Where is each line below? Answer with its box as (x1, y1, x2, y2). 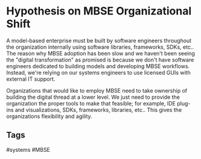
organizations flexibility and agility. (6, 113, 92, 120)
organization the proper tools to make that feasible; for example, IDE (6, 99, 176, 107)
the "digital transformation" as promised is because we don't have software (6, 56, 194, 63)
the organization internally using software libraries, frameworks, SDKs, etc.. (6, 43, 194, 51)
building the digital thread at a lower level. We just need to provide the (6, 93, 180, 101)
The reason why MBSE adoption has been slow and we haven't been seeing (6, 49, 195, 57)
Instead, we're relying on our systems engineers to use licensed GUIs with (6, 69, 191, 76)
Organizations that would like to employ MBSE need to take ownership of (6, 87, 188, 94)
